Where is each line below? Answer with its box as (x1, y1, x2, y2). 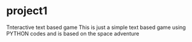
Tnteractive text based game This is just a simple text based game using (6, 24, 186, 31)
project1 (6, 4, 48, 18)
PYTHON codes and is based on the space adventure (6, 30, 140, 37)
